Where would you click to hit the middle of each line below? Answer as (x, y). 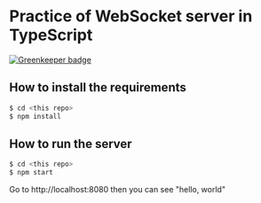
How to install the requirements (98, 87)
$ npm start (31, 173)
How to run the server (71, 144)
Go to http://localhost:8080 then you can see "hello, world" (118, 190)
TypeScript (51, 35)
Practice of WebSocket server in (131, 16)
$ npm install (36, 116)
